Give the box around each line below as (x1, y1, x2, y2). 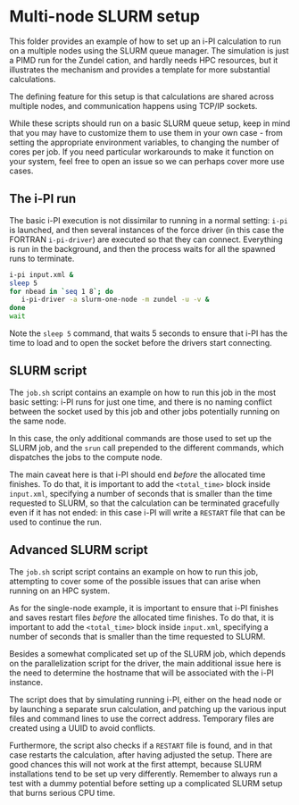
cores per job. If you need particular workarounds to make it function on (9, 146, 274, 157)
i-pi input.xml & (9, 270, 74, 279)
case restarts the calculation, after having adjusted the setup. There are (9, 749, 272, 760)
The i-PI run (9, 191, 77, 206)
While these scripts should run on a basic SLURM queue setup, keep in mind (9, 118, 291, 129)
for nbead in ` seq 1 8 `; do (9, 287, 114, 296)
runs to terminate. (9, 253, 75, 264)
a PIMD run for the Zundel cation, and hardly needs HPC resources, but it (9, 55, 278, 65)
